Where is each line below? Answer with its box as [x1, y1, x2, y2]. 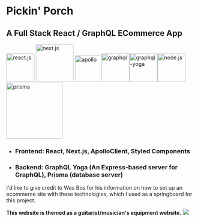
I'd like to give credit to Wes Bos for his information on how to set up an [6, 184, 183, 191]
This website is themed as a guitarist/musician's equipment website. [6, 209, 182, 217]
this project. [6, 197, 36, 204]
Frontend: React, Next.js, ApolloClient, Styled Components [14, 147, 190, 155]
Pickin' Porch [6, 4, 74, 18]
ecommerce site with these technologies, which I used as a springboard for [6, 190, 193, 198]
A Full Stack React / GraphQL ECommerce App [6, 28, 183, 38]
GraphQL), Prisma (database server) [14, 171, 123, 179]
